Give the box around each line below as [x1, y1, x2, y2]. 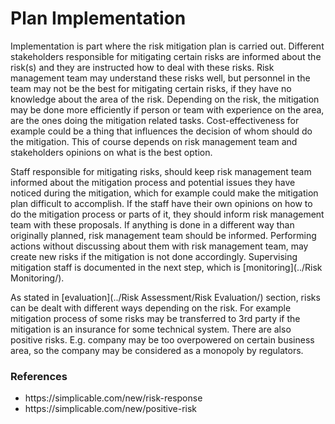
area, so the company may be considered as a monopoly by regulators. [10, 344, 304, 356]
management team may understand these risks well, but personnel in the [10, 72, 311, 84]
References [10, 369, 68, 383]
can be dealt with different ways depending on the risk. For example [10, 302, 292, 314]
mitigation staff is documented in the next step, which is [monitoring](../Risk [10, 261, 323, 273]
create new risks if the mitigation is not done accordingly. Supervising [10, 250, 298, 262]
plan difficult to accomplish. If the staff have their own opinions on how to [10, 197, 313, 209]
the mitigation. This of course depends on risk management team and [10, 135, 298, 147]
